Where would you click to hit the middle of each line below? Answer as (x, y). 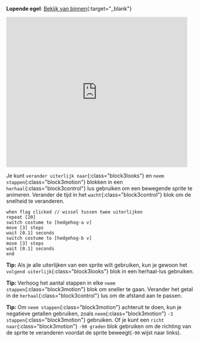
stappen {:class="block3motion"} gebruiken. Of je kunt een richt (85, 320)
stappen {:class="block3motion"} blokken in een (65, 182)
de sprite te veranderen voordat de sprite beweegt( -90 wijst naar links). (94, 332)
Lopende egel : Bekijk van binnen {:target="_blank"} (69, 9)
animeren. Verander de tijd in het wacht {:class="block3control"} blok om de (99, 195)
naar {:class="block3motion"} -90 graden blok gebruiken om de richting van (99, 326)
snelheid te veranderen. (35, 201)
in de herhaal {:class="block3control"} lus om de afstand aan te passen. (94, 296)
